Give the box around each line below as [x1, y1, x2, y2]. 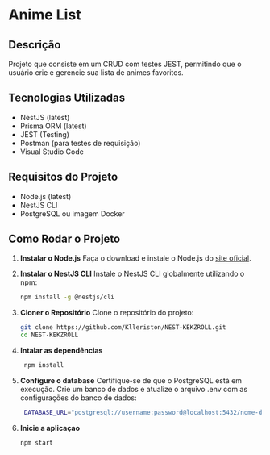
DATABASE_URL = [23, 408, 72, 416]
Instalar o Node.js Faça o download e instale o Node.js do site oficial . [19, 253, 251, 263]
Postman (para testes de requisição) [19, 138, 141, 148]
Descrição [8, 38, 61, 52]
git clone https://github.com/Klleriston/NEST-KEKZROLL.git [19, 324, 226, 332]
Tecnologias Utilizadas [8, 91, 126, 105]
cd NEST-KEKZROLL [19, 331, 79, 340]
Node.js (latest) [19, 191, 72, 201]
